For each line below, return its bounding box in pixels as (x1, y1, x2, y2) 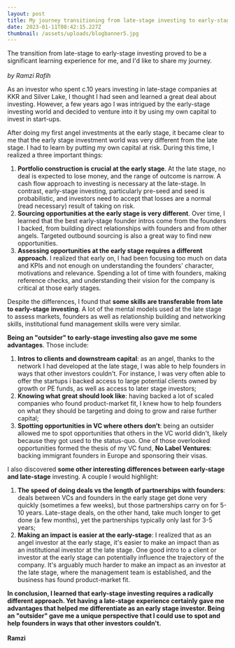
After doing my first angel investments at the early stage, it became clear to (7, 128, 225, 137)
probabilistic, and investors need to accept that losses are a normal (17, 194, 211, 203)
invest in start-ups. (7, 115, 62, 124)
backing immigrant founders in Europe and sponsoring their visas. (17, 451, 208, 460)
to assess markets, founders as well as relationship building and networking (7, 312, 226, 321)
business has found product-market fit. (17, 576, 131, 584)
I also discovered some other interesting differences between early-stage (7, 465, 225, 474)
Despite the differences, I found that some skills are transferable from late (7, 298, 224, 306)
